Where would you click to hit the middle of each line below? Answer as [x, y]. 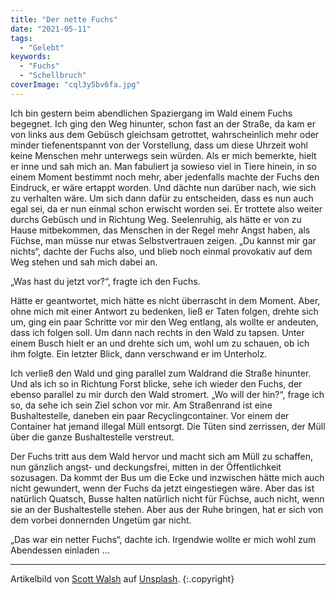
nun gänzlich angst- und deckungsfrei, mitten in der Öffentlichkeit [146, 467]
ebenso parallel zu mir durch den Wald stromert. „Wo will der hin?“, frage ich [167, 394]
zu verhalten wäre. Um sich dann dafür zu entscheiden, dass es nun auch [162, 198]
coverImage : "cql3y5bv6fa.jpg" [75, 85]
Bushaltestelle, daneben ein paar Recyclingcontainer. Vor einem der [150, 415]
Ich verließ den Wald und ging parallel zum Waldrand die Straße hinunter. [161, 373]
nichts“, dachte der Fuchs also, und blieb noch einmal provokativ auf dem [161, 251]
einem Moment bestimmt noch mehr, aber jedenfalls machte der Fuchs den [165, 177]
